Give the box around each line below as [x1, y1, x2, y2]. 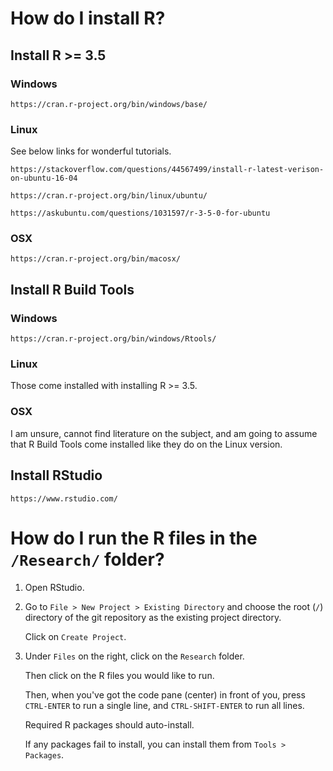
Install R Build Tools [10, 281, 135, 298]
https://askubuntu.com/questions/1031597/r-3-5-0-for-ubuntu [10, 208, 271, 219]
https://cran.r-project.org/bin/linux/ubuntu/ [10, 191, 208, 201]
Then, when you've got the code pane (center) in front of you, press [24, 688, 306, 701]
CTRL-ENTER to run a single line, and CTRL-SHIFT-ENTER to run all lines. [24, 699, 305, 711]
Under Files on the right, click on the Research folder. [24, 650, 245, 662]
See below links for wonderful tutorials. [10, 145, 172, 157]
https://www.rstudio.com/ [10, 493, 118, 504]
